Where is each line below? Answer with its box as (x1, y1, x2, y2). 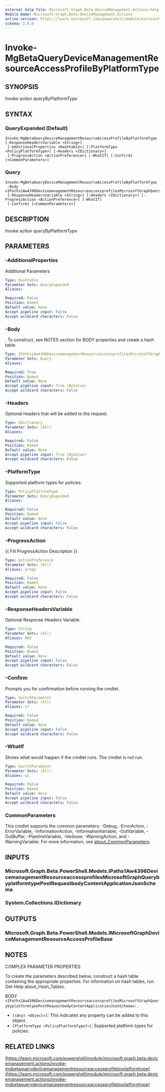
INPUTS (5, 853, 29, 862)
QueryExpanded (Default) (5, 125, 68, 131)
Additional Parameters (5, 268, 50, 274)
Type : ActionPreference (5, 557, 54, 563)
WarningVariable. (5, 839, 40, 845)
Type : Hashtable (5, 278, 38, 283)
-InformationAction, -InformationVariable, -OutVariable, (34, 828, 146, 835)
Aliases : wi (5, 773, 29, 778)
